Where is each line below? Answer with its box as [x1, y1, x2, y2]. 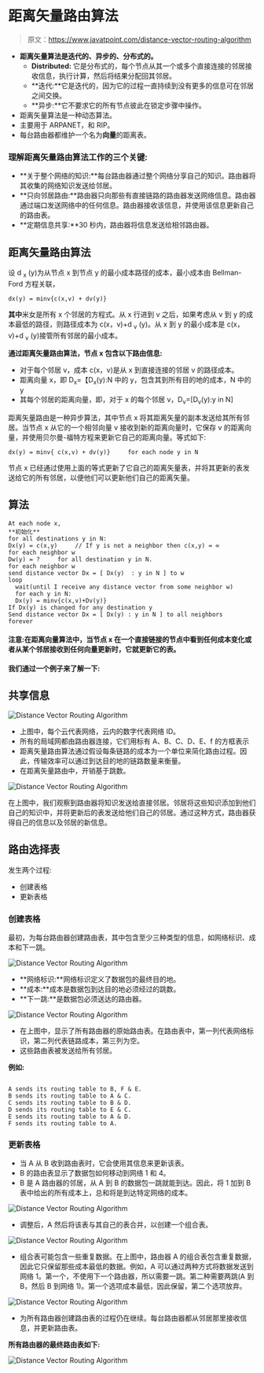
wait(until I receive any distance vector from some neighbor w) [15, 583, 234, 591]
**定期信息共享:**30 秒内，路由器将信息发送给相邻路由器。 [19, 220, 214, 230]
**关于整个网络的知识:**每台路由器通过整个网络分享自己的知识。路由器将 [19, 171, 256, 181]
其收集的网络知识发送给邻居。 [19, 181, 116, 190]
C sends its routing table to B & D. [8, 1098, 132, 1106]
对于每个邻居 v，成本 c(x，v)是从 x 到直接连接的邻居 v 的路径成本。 [19, 365, 239, 375]
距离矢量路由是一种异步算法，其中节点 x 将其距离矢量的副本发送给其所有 [8, 413, 244, 423]
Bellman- [212, 268, 242, 278]
